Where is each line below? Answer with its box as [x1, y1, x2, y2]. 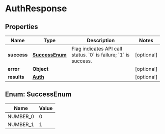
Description [86, 37, 115, 44]
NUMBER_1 [7, 121, 34, 128]
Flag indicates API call [71, 45, 122, 52]
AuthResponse [5, 3, 67, 14]
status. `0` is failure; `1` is [71, 52, 130, 58]
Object [32, 66, 49, 72]
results [7, 74, 25, 80]
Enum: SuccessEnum [5, 90, 72, 99]
